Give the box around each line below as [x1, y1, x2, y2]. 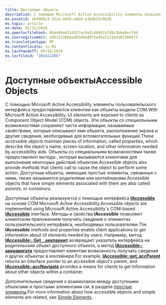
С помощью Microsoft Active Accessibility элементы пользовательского [5, 102, 157, 107]
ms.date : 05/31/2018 [5, 26, 48, 31]
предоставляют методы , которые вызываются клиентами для [5, 154, 137, 160]
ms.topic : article [5, 21, 43, 26]
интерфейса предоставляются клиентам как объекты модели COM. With [5, 107, 158, 113]
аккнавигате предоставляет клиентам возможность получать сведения [5, 248, 159, 254]
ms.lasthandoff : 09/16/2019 [5, 49, 63, 53]
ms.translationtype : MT [5, 40, 54, 45]
